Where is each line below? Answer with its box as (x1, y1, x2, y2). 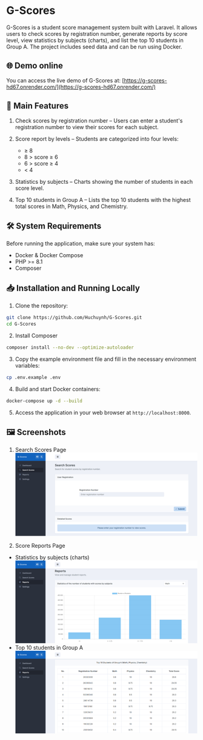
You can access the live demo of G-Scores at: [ (6, 76, 124, 84)
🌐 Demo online (6, 61, 64, 71)
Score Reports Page (15, 542, 65, 549)
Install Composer (15, 332, 58, 339)
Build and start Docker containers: (15, 385, 101, 392)
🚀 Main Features (6, 101, 68, 111)
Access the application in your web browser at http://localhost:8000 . (15, 409, 191, 416)
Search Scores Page (15, 446, 67, 454)
